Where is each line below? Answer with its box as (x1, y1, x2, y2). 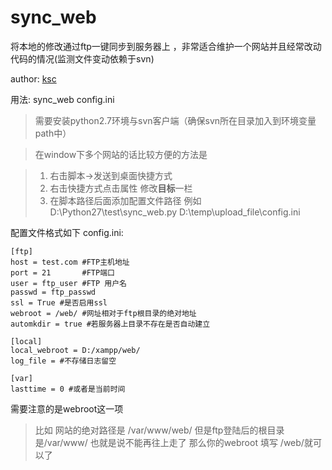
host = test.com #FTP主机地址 (10, 257, 130, 267)
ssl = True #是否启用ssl (10, 297, 108, 308)
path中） (34, 127, 72, 139)
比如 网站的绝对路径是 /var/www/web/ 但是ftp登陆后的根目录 (34, 424, 285, 436)
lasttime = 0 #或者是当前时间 (10, 384, 126, 394)
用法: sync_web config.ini (10, 93, 115, 105)
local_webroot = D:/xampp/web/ (10, 345, 141, 355)
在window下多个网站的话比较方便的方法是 (34, 148, 208, 160)
